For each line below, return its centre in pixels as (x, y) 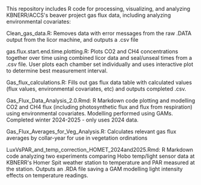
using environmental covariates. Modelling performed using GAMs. (90, 113)
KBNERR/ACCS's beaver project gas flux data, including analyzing (89, 15)
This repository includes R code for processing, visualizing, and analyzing (98, 9)
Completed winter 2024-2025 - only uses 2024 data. (73, 120)
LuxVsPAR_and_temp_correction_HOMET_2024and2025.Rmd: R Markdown (100, 150)
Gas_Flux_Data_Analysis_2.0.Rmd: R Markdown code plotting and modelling (101, 100)
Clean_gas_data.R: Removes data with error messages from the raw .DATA (99, 33)
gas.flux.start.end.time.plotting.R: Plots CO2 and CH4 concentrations (92, 51)
